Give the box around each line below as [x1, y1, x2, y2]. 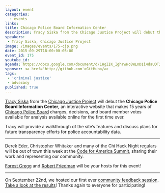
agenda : [5, 62, 21, 67]
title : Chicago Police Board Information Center [5, 26, 107, 30]
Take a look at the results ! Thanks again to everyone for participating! [5, 182, 146, 188]
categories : [5, 12, 29, 17]
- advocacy [7, 80, 29, 85]
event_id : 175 [5, 53, 34, 58]
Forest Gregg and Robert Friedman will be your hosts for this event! [5, 163, 141, 168]
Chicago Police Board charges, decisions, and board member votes [5, 109, 142, 114]
